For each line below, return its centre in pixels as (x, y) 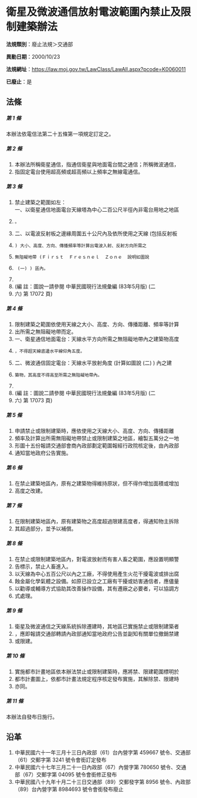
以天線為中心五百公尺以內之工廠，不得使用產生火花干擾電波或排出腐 (97, 574)
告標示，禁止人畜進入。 (43, 567)
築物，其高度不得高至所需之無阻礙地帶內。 (58, 375)
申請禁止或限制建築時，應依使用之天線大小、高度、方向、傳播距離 (94, 431)
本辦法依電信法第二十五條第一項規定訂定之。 (60, 134)
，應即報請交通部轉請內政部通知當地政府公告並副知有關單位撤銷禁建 (97, 634)
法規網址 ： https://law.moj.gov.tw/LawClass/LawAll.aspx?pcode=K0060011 (96, 69)
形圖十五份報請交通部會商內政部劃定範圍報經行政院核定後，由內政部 (97, 446)
